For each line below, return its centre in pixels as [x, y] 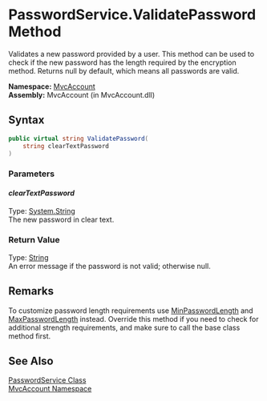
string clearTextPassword [66, 146]
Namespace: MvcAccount [52, 86]
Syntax [26, 120]
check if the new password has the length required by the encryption [122, 62]
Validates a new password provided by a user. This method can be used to [131, 54]
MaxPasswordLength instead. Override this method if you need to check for [133, 319]
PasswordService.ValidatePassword [132, 15]
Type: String [28, 257]
